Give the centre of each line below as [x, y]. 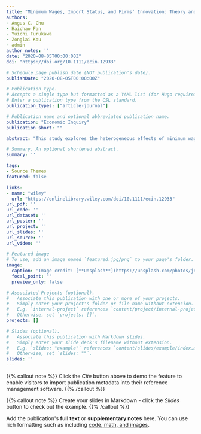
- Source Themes [26, 171]
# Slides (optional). [33, 331]
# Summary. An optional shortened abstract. [63, 149]
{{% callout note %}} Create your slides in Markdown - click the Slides [93, 400]
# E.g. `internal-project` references [57, 309]
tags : [13, 166]
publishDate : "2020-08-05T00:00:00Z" [53, 78]
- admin [16, 45]
